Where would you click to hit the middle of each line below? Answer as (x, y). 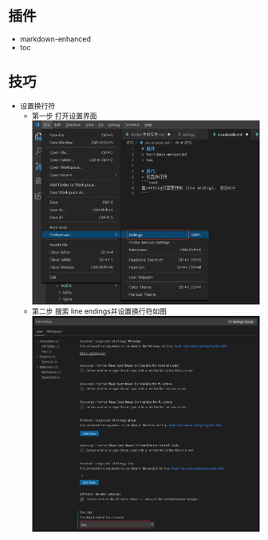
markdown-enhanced (55, 39)
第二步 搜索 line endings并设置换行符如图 (99, 311)
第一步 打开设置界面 (64, 116)
